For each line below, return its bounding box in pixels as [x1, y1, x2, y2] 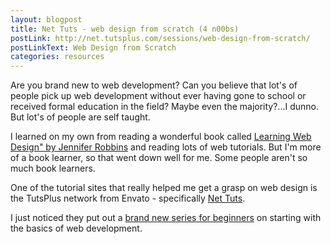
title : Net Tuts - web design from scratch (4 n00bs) [10, 24, 240, 34]
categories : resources [10, 52, 105, 62]
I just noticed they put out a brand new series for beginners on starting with [10, 212, 322, 224]
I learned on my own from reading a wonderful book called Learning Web [10, 131, 312, 143]
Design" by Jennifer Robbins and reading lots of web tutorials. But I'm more [10, 141, 322, 153]
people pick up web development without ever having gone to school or [10, 90, 307, 102]
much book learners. [10, 162, 96, 175]
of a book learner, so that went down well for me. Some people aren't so [10, 152, 308, 164]
